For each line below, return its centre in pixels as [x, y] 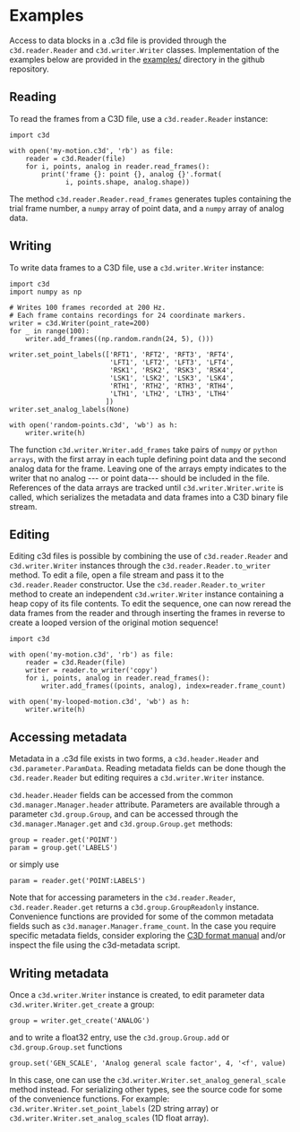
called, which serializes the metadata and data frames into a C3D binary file [149, 497]
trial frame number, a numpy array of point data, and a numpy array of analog [147, 208]
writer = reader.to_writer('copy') [92, 671]
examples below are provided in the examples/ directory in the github [137, 59]
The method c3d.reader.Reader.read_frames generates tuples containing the [150, 199]
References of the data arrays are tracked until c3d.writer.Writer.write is [146, 487]
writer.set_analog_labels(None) [69, 409]
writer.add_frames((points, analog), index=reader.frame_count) [164, 686]
